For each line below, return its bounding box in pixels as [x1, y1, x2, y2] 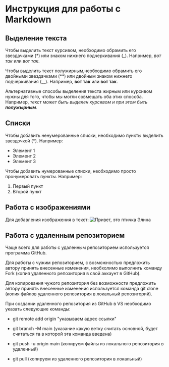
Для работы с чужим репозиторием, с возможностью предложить [5, 259, 150, 266]
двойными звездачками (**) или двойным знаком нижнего [5, 73, 133, 79]
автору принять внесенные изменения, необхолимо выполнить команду [5, 265, 162, 271]
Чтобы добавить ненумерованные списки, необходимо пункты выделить [5, 132, 164, 138]
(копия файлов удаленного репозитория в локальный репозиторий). [5, 291, 152, 297]
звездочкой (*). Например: [5, 137, 63, 144]
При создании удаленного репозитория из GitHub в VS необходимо [5, 301, 151, 307]
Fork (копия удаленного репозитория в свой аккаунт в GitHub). [5, 271, 141, 277]
